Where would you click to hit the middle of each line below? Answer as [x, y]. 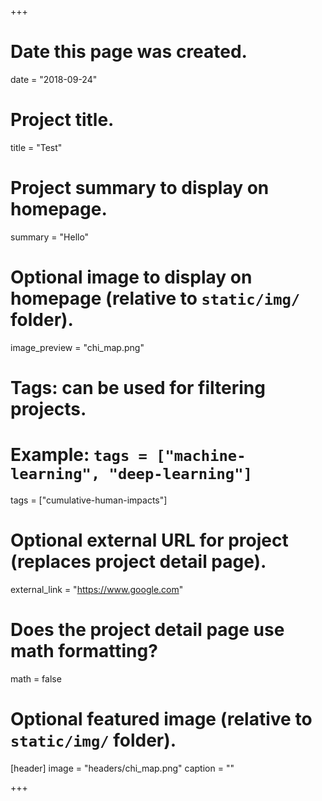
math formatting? [84, 651]
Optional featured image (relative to [161, 718]
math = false [36, 678]
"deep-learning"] [180, 474]
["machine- [201, 456]
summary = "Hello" [50, 237]
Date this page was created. [129, 52]
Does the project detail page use [147, 630]
